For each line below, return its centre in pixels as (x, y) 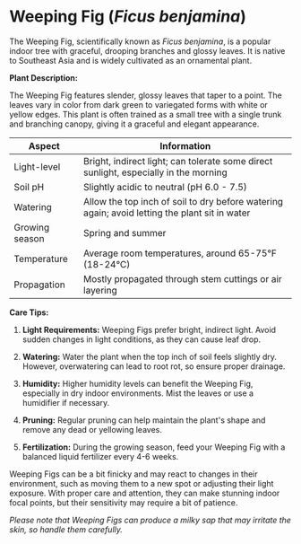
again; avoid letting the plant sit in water (167, 213)
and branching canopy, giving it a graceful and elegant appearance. (134, 124)
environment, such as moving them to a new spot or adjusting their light (142, 483)
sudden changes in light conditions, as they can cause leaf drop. (142, 339)
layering (101, 290)
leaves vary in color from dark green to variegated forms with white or (139, 104)
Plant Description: (43, 77)
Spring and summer (125, 233)
